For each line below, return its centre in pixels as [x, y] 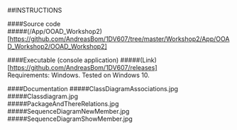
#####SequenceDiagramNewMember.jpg [68, 111]
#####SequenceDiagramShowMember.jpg [70, 119]
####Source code [34, 24]
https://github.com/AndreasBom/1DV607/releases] [83, 67]
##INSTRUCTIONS [35, 10]
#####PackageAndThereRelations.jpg [63, 104]
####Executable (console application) [63, 60]
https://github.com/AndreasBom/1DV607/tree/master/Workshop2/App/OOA [120, 39]
